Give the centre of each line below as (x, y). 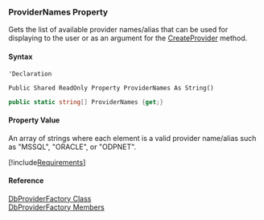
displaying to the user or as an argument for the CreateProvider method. (128, 38)
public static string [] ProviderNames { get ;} (86, 102)
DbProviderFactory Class (50, 198)
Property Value (34, 120)
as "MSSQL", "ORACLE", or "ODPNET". (72, 147)
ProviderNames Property (58, 12)
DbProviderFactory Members (56, 207)
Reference (26, 181)
